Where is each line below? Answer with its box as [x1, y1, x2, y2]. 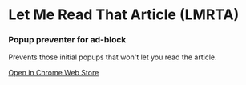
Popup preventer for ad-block [8, 34, 127, 46]
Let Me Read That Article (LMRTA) [8, 6, 240, 24]
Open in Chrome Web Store [8, 68, 99, 78]
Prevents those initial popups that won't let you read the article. [8, 52, 218, 62]
